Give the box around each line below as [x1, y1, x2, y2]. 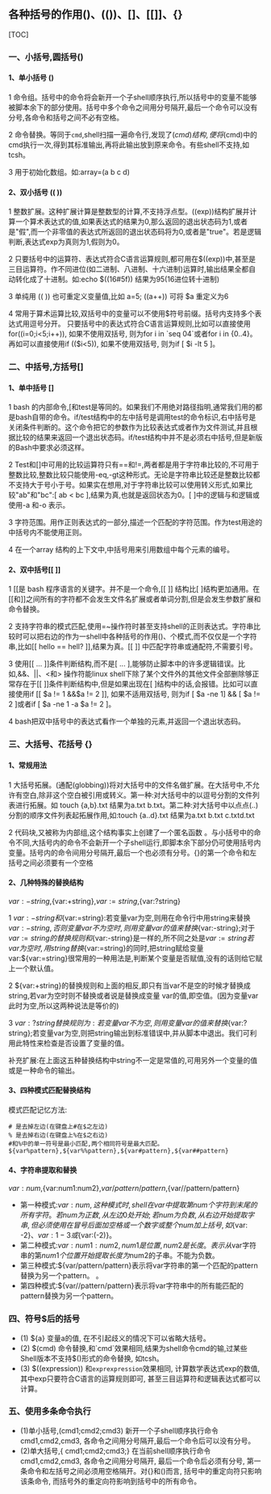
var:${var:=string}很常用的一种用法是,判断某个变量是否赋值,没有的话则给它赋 [8, 953, 263, 963]
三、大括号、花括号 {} [8, 739, 93, 750]
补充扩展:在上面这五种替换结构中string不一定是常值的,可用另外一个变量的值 [8, 1055, 258, 1065]
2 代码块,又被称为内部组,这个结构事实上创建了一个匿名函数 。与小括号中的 [8, 827, 254, 837]
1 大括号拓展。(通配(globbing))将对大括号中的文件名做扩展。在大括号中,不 [8, 779, 252, 790]
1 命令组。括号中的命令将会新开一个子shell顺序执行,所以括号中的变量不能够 [8, 92, 257, 102]
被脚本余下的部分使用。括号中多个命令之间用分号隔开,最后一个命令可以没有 [8, 102, 258, 112]
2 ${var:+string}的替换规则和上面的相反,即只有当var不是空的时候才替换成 [8, 981, 252, 990]
